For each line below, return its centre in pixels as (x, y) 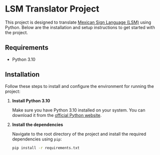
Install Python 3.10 (31, 100)
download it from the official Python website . (57, 115)
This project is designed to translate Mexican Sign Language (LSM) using (78, 22)
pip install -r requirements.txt (46, 148)
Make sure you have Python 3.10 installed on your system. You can (79, 110)
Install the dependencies (38, 125)
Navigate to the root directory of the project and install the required (79, 134)
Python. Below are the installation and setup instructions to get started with (80, 27)
